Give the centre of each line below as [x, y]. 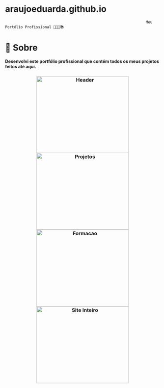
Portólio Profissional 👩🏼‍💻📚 [35, 27]
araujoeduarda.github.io [56, 9]
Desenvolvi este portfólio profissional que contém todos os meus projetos [82, 61]
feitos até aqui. [21, 66]
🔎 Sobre [21, 48]
